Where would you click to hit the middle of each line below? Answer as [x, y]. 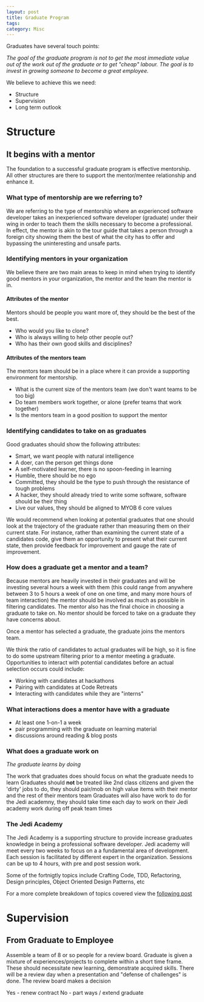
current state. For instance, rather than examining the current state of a [95, 532]
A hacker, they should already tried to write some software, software [101, 495]
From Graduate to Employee [60, 940]
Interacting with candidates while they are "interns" [79, 693]
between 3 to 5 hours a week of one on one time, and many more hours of [99, 593]
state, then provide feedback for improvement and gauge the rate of [92, 545]
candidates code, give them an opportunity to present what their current [97, 539]
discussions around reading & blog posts [66, 736]
